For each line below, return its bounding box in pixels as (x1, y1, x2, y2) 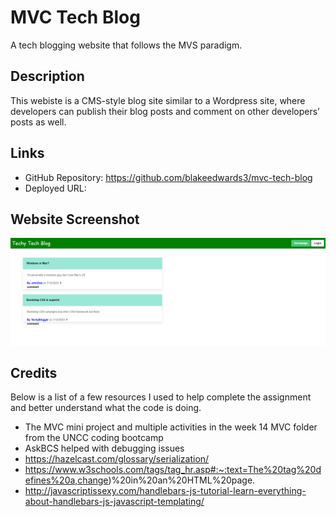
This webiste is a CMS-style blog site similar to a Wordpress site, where (10, 94, 306, 106)
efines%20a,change (24, 474, 109, 486)
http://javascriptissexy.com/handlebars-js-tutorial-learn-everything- (24, 485, 307, 497)
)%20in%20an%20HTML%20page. (108, 474, 256, 486)
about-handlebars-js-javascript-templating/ (24, 496, 205, 508)
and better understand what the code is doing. (10, 402, 202, 414)
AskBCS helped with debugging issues (24, 442, 185, 455)
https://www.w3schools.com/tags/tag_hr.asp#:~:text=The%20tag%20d (24, 464, 322, 476)
